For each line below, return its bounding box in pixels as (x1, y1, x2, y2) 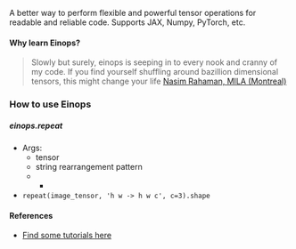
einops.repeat (9, 120, 63, 131)
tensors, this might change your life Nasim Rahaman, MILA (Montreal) (30, 76, 287, 87)
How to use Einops (9, 98, 92, 110)
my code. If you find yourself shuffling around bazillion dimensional (30, 67, 279, 77)
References (9, 210, 53, 221)
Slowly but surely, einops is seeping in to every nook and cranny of (30, 57, 278, 68)
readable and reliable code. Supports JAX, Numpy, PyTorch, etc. (9, 17, 246, 28)
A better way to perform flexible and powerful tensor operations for (9, 8, 257, 18)
